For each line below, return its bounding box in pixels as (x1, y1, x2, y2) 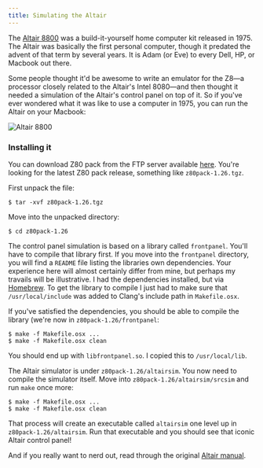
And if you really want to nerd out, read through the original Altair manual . (8, 450, 247, 460)
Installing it (8, 142, 52, 153)
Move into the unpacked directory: (8, 212, 120, 221)
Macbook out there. (8, 58, 72, 68)
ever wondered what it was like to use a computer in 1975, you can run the (8, 98, 249, 108)
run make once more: (8, 382, 74, 392)
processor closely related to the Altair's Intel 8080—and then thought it (8, 82, 239, 91)
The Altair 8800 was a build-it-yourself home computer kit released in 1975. (8, 33, 253, 42)
